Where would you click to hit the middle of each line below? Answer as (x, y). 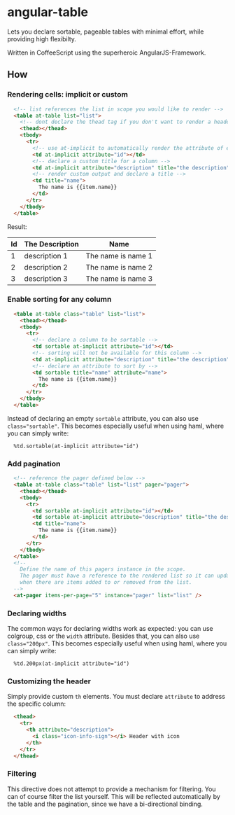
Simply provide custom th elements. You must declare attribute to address (116, 697)
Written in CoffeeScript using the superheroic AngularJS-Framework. (107, 53)
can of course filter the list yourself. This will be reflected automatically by (114, 796)
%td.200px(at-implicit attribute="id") (72, 664)
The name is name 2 (119, 267)
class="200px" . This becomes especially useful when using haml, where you (117, 643)
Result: (17, 227)
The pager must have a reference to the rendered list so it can (117, 576)
